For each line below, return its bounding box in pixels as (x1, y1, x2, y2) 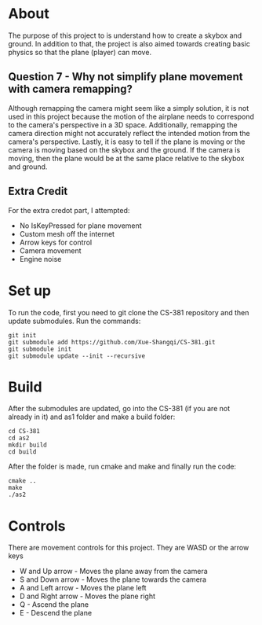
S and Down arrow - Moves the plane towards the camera (19, 575, 206, 584)
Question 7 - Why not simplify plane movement (8, 70, 243, 83)
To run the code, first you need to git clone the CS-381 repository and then (8, 307, 249, 317)
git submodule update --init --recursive (8, 351, 146, 360)
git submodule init (8, 345, 72, 353)
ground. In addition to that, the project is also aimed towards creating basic (8, 39, 251, 48)
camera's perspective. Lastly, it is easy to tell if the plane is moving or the (8, 137, 246, 146)
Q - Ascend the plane (19, 600, 89, 609)
